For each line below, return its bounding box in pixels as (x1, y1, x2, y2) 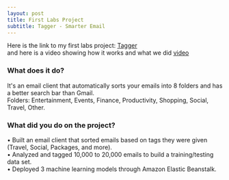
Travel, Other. (7, 103, 46, 112)
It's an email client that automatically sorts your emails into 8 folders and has (7, 81, 223, 90)
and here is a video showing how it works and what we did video (7, 49, 189, 57)
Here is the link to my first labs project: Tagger (7, 42, 138, 50)
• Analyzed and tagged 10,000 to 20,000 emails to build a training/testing (7, 150, 214, 158)
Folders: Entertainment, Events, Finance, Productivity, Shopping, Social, (7, 96, 209, 104)
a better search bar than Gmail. (7, 88, 94, 97)
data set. (7, 157, 32, 166)
